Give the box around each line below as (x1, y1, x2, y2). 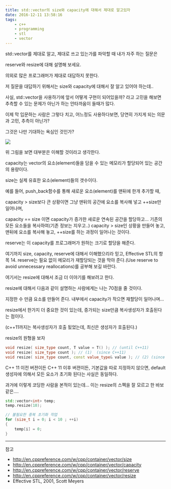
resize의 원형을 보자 (5, 335, 45, 341)
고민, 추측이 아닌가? (10, 118, 50, 124)
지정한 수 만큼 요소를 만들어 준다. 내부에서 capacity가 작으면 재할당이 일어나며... (5, 296, 164, 302)
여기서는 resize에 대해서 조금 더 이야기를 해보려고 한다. (5, 274, 115, 280)
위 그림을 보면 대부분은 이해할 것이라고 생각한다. (5, 149, 101, 155)
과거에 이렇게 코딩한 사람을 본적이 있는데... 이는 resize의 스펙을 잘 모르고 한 (5, 382, 155, 388)
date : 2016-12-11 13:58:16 (5, 12, 63, 17)
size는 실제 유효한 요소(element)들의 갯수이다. (5, 177, 98, 183)
